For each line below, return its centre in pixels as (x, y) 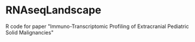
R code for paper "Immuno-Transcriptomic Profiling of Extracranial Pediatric (97, 26)
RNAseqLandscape (53, 10)
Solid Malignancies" (30, 32)
